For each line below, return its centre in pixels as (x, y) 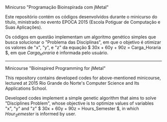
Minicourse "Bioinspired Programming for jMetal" (55, 68)
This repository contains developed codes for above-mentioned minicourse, (83, 78)
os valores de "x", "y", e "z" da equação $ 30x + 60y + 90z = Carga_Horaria (83, 47)
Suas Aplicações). (24, 27)
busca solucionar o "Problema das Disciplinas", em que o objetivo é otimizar (83, 42)
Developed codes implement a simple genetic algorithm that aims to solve (81, 98)
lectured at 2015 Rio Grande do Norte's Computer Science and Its (72, 83)
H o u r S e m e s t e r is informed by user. (41, 114)
